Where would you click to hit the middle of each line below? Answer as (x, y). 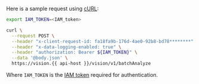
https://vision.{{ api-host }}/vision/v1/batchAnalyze (81, 64)
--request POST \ (33, 36)
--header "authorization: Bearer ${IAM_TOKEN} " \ (74, 52)
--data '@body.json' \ (40, 58)
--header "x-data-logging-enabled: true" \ (66, 47)
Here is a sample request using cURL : (53, 9)
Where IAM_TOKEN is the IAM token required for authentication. (82, 75)
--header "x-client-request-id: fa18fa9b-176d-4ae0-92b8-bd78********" (103, 41)
